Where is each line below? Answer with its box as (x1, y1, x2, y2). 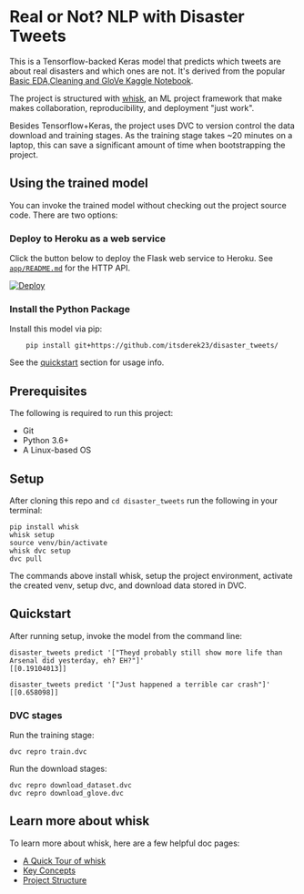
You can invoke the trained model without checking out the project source (9, 199, 287, 210)
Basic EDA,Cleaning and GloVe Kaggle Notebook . (9, 75, 194, 86)
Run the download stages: (9, 763, 107, 775)
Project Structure (22, 874, 87, 885)
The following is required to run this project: (9, 408, 174, 419)
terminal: (9, 504, 43, 515)
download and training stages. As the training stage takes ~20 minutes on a (9, 129, 293, 140)
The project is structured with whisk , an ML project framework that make (9, 93, 282, 104)
